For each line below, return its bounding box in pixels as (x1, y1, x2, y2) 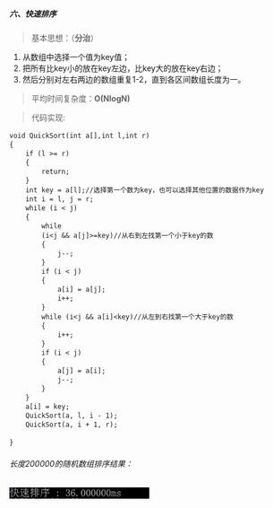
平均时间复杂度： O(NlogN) (30, 92, 131, 103)
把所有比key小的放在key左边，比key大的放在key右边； (21, 63, 224, 74)
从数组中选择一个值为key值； (21, 51, 130, 62)
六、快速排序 (9, 8, 56, 19)
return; (41, 167, 70, 176)
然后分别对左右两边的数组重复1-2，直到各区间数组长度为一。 (21, 74, 246, 84)
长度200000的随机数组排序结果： (9, 458, 133, 469)
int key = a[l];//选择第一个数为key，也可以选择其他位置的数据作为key (25, 185, 264, 195)
